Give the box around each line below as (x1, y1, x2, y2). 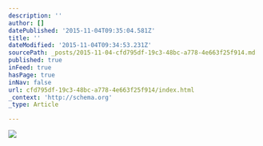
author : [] (8, 19, 45, 27)
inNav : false (8, 78, 52, 86)
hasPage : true (8, 71, 56, 79)
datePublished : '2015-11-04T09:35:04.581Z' (8, 26, 156, 34)
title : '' (8, 34, 42, 42)
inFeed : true (8, 64, 52, 72)
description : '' (8, 11, 62, 20)
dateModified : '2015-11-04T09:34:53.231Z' (8, 41, 152, 49)
